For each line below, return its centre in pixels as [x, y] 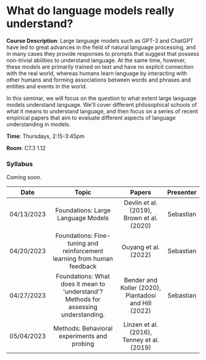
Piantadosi [141, 296]
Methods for [83, 299]
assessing [83, 307]
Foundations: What [83, 277]
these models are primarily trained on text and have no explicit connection [100, 67]
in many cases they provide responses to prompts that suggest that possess [103, 53]
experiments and [83, 336]
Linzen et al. [141, 324]
